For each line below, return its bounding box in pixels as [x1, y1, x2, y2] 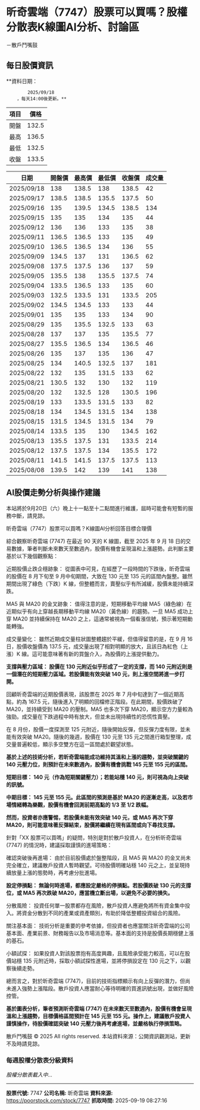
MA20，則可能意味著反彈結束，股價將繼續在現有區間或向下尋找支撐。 [6, 821, 179, 828]
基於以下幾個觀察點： [6, 552, 58, 559]
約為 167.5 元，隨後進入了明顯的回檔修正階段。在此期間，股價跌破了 [16, 698, 183, 705]
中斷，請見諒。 [11, 512, 48, 519]
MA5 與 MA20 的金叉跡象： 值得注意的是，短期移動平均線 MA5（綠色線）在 [6, 600, 192, 607]
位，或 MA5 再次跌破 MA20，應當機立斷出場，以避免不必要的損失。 [6, 889, 173, 896]
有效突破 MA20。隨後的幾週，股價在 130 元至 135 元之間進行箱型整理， [11, 733, 186, 740]
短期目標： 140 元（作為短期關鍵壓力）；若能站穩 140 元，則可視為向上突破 [6, 773, 189, 780]
